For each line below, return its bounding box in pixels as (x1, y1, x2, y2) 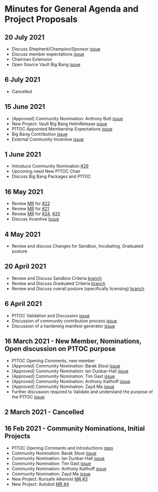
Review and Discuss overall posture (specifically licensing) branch (11, 286, 144, 292)
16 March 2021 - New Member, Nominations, (4, 337, 142, 346)
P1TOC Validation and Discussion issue (11, 312, 90, 318)
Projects (4, 432, 31, 440)
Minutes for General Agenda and (4, 3, 139, 15)
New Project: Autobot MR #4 (11, 481, 69, 487)
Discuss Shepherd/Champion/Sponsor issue (11, 46, 101, 52)
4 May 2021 (4, 230, 41, 238)
